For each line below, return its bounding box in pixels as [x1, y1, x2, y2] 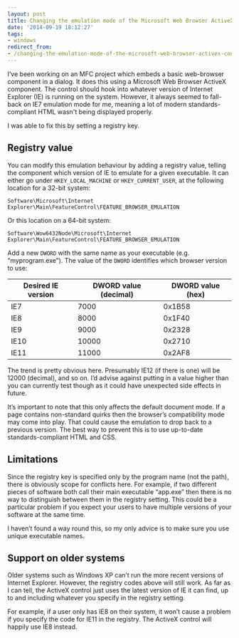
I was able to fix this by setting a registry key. [7, 121, 140, 130]
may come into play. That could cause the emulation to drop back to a [7, 417, 212, 426]
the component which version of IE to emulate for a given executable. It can [7, 168, 229, 177]
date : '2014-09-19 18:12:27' [7, 23, 94, 31]
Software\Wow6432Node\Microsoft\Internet [7, 229, 132, 237]
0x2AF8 [163, 347, 191, 357]
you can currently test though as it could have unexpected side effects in [7, 381, 222, 389]
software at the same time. [7, 510, 86, 518]
